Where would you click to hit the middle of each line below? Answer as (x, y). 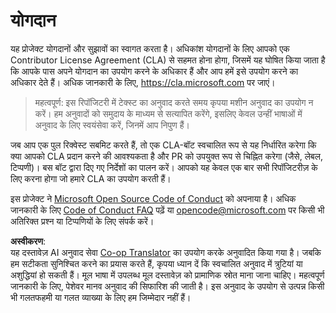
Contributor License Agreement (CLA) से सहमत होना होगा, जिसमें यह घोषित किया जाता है (168, 60)
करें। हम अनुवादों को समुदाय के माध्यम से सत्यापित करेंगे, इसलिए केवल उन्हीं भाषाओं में (168, 113)
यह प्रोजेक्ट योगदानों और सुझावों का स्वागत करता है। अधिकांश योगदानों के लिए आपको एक (150, 48)
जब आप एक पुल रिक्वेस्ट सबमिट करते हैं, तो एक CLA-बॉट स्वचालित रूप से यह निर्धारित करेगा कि (163, 145)
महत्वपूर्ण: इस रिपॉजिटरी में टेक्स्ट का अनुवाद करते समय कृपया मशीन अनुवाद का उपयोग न (174, 102)
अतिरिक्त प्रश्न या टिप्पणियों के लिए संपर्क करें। (82, 221)
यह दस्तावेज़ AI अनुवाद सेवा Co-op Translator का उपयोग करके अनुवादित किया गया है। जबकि (166, 252)
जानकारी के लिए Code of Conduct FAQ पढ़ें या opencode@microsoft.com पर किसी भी (167, 210)
